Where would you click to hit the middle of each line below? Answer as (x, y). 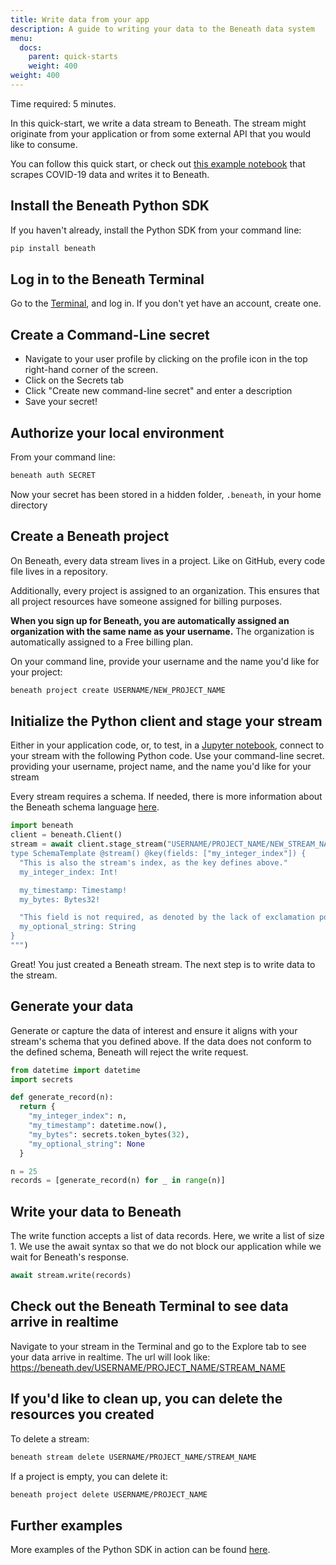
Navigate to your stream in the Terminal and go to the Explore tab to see (158, 1346)
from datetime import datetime (75, 1070)
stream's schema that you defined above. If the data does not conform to (161, 1041)
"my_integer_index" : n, (78, 1116)
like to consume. (44, 144)
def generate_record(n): (62, 1097)
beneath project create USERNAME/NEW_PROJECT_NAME (118, 690)
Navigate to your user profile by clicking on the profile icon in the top (166, 359)
